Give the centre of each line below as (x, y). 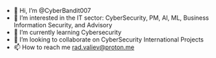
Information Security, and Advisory (63, 25)
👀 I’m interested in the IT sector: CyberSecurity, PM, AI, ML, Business (111, 18)
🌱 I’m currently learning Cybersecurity (68, 32)
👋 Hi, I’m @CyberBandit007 (52, 11)
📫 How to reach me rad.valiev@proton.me (74, 47)
